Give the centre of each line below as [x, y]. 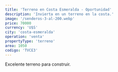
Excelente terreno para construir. [38, 64]
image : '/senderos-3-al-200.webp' [40, 18]
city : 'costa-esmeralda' [30, 32]
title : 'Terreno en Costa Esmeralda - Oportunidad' [58, 9]
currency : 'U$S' [21, 28]
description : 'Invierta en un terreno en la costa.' [59, 14]
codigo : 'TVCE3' [21, 50]
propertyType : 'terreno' [30, 41]
